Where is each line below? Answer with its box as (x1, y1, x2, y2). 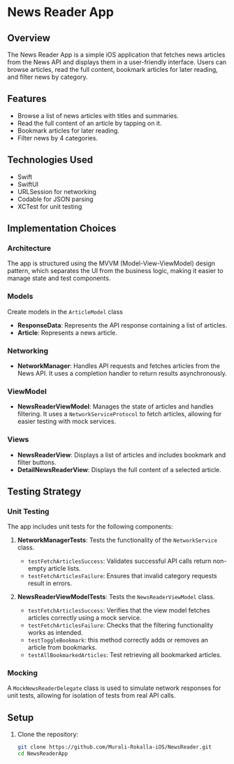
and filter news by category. (7, 73, 89, 81)
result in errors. (27, 579, 72, 587)
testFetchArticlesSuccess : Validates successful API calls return (27, 557, 212, 566)
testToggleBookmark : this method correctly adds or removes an (27, 636, 208, 645)
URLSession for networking (17, 187, 96, 196)
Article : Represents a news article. (17, 328, 117, 337)
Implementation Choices (7, 223, 117, 235)
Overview (7, 32, 51, 44)
